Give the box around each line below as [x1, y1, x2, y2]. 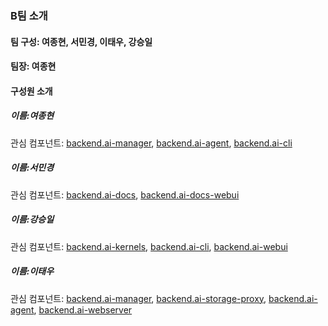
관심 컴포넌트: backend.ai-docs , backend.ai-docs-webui [10, 188, 240, 201]
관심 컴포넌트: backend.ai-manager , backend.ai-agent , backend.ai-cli [10, 137, 293, 149]
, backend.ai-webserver [33, 303, 133, 316]
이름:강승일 [10, 213, 55, 226]
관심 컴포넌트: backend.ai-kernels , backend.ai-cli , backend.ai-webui [10, 240, 288, 252]
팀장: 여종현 [10, 60, 57, 72]
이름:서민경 [10, 162, 55, 174]
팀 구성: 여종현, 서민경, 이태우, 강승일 [10, 35, 153, 47]
